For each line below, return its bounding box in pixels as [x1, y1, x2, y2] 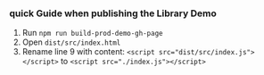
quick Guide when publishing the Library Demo [9, 7, 217, 20]
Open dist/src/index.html [21, 37, 121, 47]
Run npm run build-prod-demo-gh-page [21, 28, 163, 38]
